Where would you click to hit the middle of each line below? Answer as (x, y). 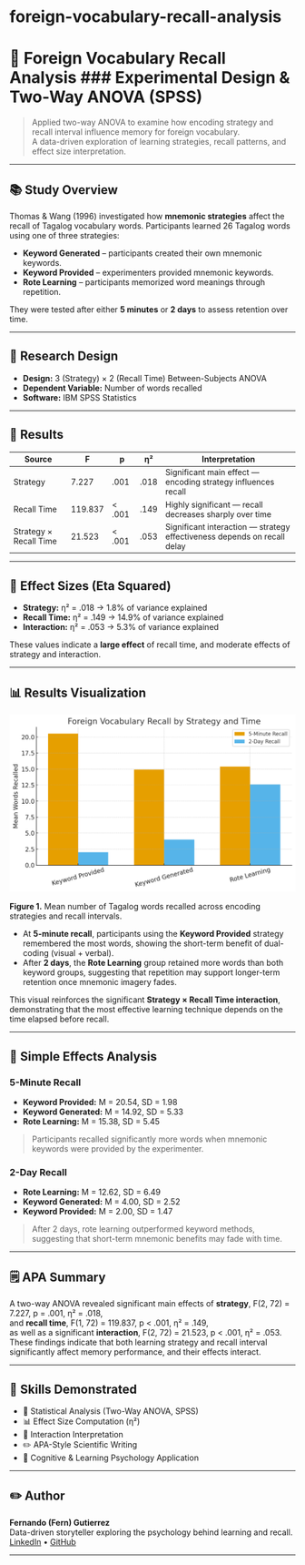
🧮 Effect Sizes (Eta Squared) (90, 586)
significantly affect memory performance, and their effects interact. (135, 1352)
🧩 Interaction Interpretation (73, 1435)
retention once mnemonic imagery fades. (99, 982)
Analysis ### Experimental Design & (150, 78)
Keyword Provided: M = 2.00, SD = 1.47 (98, 1212)
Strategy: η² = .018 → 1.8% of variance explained (115, 608)
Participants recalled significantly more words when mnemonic (149, 1139)
